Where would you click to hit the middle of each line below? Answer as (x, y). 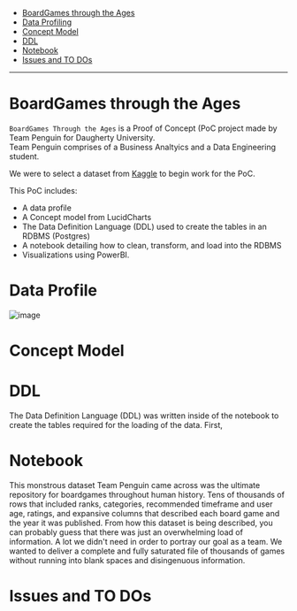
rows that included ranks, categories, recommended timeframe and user (141, 504)
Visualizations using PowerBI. (76, 255)
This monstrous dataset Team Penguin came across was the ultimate (135, 485)
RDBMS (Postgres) (56, 236)
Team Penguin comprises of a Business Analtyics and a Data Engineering (143, 147)
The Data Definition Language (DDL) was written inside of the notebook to (144, 416)
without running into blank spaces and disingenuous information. (127, 560)
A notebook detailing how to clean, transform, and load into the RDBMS (152, 245)
